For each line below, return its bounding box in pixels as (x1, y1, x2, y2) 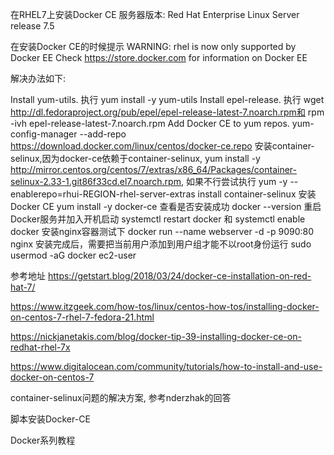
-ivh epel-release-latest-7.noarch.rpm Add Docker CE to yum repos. (10, 118, 290, 129)
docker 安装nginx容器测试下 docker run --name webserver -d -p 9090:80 (10, 226, 315, 237)
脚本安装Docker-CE (10, 413, 91, 425)
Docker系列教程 (10, 434, 76, 446)
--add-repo (79, 128, 127, 140)
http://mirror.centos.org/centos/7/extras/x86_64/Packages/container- (10, 164, 298, 175)
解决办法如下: (10, 73, 67, 84)
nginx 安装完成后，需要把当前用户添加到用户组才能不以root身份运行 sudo (10, 238, 312, 250)
